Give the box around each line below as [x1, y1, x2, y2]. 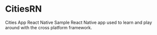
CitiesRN [5, 3, 42, 15]
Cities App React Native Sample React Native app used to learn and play [5, 19, 152, 25]
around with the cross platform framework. [5, 24, 92, 30]
